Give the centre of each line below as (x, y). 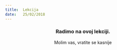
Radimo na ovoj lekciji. (83, 32)
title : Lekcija (22, 10)
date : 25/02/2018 (25, 14)
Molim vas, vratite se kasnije (83, 42)
